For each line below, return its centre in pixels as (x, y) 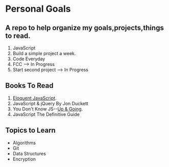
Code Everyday (29, 59)
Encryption (24, 159)
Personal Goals (38, 9)
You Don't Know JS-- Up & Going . (48, 109)
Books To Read (29, 86)
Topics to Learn (31, 130)
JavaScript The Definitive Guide (46, 114)
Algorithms (24, 142)
